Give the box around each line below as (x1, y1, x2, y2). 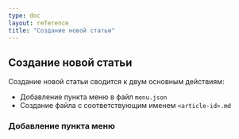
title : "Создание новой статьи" (8, 26, 115, 34)
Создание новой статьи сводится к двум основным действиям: (8, 77, 225, 87)
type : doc (8, 11, 41, 20)
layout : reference (8, 19, 69, 27)
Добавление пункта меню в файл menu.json (19, 92, 168, 102)
